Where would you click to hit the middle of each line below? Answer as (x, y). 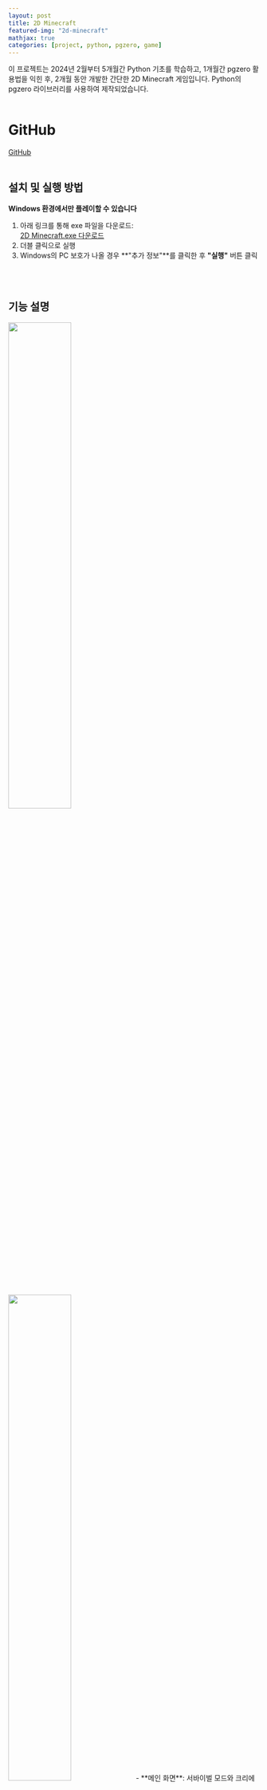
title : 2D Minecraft (43, 23)
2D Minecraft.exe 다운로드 (62, 235)
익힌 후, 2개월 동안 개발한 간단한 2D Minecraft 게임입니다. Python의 (135, 79)
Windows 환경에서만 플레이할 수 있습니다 (73, 208)
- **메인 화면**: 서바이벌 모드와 (184, 1778)
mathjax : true (32, 38)
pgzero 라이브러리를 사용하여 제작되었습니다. (79, 89)
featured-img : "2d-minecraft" (59, 30)
